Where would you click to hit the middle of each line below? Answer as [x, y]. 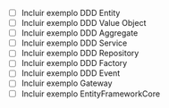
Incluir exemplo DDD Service [74, 43]
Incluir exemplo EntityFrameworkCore [91, 94]
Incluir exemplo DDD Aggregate [80, 33]
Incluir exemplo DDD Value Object [84, 23]
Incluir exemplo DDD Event [71, 73]
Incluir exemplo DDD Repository [80, 54]
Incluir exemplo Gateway [67, 83]
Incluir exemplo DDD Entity [71, 13]
